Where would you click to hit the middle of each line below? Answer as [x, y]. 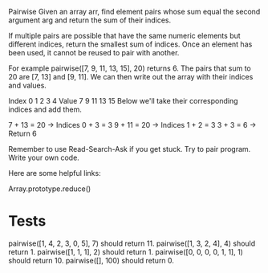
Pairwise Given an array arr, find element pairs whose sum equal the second [134, 12]
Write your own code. [44, 157]
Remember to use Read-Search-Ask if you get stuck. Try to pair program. [130, 149]
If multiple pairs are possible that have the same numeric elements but [124, 36]
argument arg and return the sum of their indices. [89, 20]
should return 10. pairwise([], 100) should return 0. [91, 260]
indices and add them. [45, 109]
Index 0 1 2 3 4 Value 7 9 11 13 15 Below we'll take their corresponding [123, 101]
